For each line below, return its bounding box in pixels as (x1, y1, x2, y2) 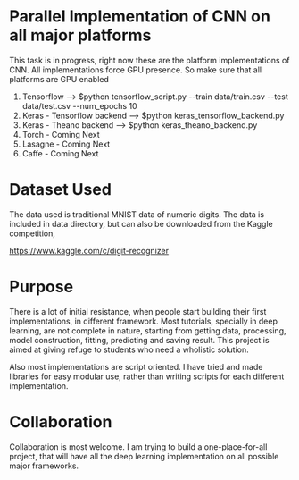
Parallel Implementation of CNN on (9, 6, 270, 27)
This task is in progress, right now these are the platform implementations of (9, 55, 290, 65)
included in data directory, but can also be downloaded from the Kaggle (9, 218, 274, 229)
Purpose (9, 277, 74, 297)
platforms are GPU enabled (9, 73, 110, 84)
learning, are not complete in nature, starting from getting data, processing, (9, 324, 287, 336)
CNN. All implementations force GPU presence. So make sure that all (9, 64, 262, 75)
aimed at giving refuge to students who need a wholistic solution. (9, 344, 250, 355)
